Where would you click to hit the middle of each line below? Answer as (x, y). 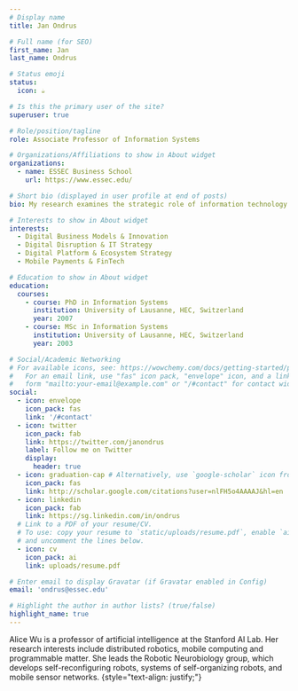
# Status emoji (37, 75)
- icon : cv (37, 549)
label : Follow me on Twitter (79, 450)
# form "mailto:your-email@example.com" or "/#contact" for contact (142, 384)
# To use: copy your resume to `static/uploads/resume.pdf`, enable (146, 533)
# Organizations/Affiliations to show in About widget (113, 155)
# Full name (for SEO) (51, 42)
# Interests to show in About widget (79, 220)
